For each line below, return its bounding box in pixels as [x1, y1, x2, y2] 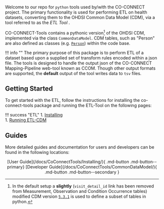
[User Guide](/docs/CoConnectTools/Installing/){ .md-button [7, 159, 129, 165]
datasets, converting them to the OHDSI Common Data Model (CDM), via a [5, 15, 155, 20]
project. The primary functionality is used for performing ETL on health [5, 9, 147, 15]
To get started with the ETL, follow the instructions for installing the [5, 97, 140, 103]
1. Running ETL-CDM [5, 117, 47, 123]
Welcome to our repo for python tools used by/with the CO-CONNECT [5, 4, 145, 10]
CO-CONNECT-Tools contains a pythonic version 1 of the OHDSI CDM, [5, 29, 145, 36]
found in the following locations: [5, 150, 70, 155]
